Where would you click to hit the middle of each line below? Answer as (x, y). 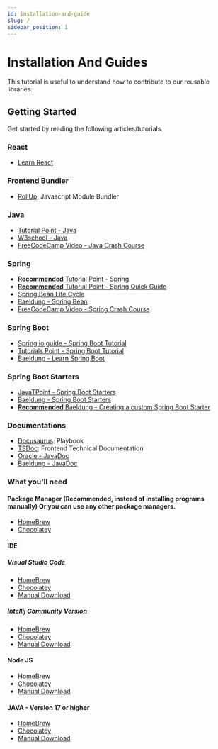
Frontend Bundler (38, 181)
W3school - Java (42, 238)
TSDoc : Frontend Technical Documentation (80, 448)
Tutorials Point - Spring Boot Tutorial (70, 350)
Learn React (35, 162)
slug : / (19, 21)
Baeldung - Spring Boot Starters (64, 399)
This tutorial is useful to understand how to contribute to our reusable (109, 82)
